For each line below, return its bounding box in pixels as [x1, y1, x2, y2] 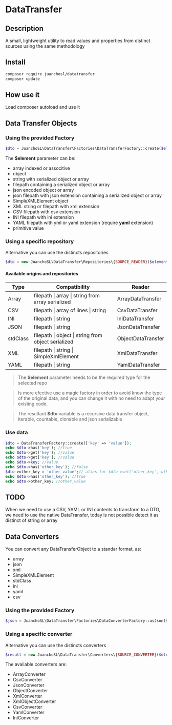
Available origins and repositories [5, 270, 78, 276]
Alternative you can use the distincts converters [5, 642, 106, 648]
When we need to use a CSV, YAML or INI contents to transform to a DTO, [5, 507, 161, 513]
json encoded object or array [12, 187, 74, 193]
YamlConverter [12, 709, 45, 716]
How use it [5, 90, 40, 99]
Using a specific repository [5, 237, 74, 245]
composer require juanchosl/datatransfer [5, 71, 95, 76]
